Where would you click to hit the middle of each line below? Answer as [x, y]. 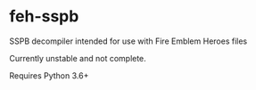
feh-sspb [44, 16]
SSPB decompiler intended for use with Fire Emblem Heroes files [128, 41]
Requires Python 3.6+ [49, 75]
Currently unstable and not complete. [78, 58]
